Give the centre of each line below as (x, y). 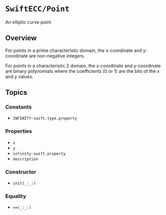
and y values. (19, 76)
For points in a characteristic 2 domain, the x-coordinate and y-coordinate (83, 66)
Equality (16, 196)
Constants (19, 107)
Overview (21, 38)
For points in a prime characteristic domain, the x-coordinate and (74, 50)
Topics (16, 92)
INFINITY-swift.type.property (45, 119)
